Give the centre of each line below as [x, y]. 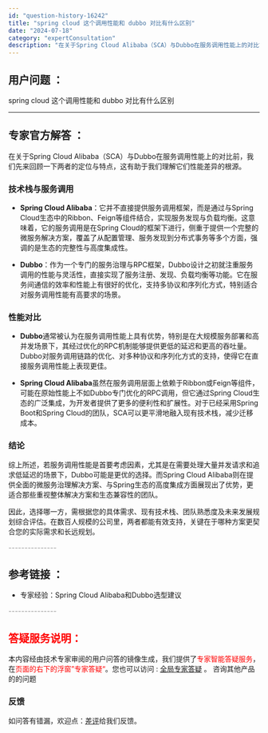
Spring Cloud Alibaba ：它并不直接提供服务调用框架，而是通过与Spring [136, 208]
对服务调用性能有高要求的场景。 [72, 295]
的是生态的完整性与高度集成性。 [79, 248]
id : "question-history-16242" [59, 16]
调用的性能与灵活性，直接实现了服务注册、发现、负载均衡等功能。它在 [135, 275]
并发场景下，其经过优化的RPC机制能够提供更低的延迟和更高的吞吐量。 [135, 346]
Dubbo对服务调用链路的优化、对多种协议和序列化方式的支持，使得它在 [136, 356]
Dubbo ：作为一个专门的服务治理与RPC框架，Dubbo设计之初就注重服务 [136, 265]
